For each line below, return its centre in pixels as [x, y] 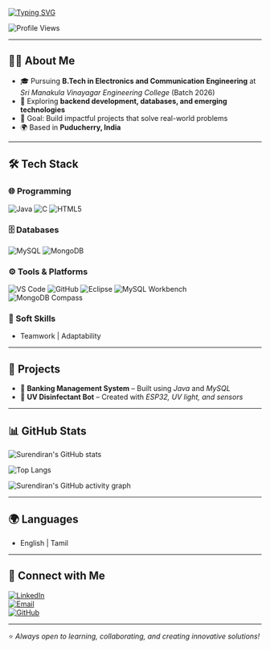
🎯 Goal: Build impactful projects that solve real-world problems [124, 118]
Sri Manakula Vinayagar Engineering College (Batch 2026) [117, 92]
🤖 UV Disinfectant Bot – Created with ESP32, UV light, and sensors [131, 397]
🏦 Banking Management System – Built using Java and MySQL [125, 389]
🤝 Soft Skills [32, 318]
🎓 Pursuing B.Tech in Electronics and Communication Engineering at [138, 81]
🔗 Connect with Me [57, 576]
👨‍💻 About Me [42, 61]
